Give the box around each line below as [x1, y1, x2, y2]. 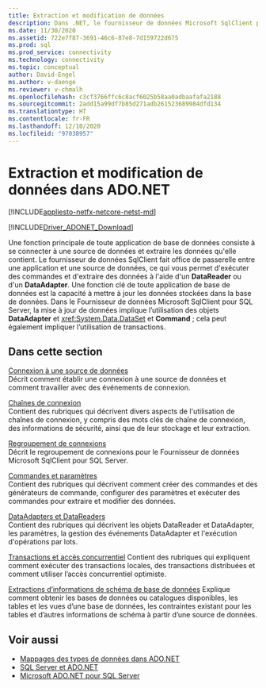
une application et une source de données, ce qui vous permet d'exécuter [8, 263, 249, 272]
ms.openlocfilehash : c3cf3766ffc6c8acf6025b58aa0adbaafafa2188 [8, 93, 222, 101]
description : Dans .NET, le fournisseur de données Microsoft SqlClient [8, 19, 253, 27]
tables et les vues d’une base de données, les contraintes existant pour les [8, 602, 252, 611]
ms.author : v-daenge [8, 78, 77, 86]
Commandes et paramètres [8, 471, 97, 481]
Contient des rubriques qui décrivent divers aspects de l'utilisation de [8, 406, 235, 417]
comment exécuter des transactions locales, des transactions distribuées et [8, 561, 256, 571]
